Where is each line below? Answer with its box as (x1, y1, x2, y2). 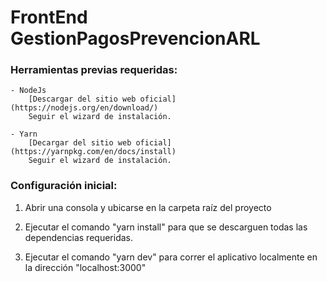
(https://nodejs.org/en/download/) (10, 103, 159, 113)
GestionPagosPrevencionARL (10, 27, 261, 50)
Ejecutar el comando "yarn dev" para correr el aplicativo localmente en (24, 251, 318, 263)
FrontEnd (10, 6, 88, 29)
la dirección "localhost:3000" (24, 261, 147, 273)
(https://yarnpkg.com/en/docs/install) (10, 147, 177, 157)
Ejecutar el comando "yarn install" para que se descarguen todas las (24, 221, 308, 233)
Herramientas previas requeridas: (10, 63, 178, 77)
